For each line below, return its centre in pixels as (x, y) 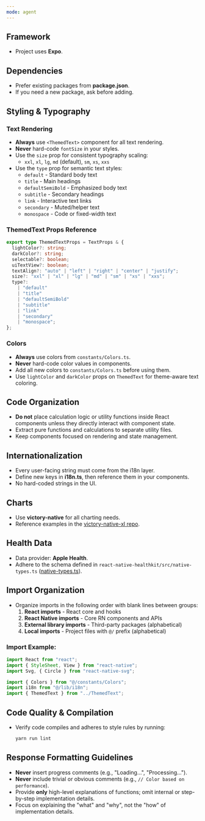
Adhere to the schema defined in (56, 564)
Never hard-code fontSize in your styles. (67, 148)
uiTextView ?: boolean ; (41, 265)
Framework (28, 37)
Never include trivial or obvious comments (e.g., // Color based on (100, 779)
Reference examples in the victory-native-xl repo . (77, 524)
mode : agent (21, 12)
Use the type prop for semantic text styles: (69, 168)
